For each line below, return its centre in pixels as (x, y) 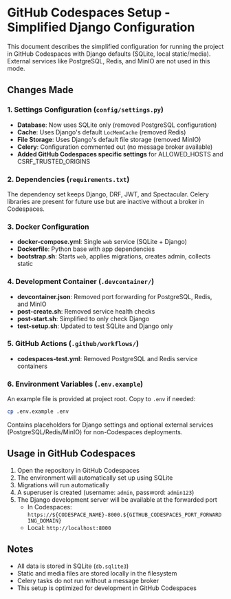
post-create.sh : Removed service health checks (86, 311)
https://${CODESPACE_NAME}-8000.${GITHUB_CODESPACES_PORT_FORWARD (124, 515)
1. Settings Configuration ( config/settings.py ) (85, 110)
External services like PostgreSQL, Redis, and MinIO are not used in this (109, 61)
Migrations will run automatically (63, 485)
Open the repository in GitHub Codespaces (78, 470)
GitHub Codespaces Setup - (89, 13)
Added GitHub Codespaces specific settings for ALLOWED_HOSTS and (120, 154)
